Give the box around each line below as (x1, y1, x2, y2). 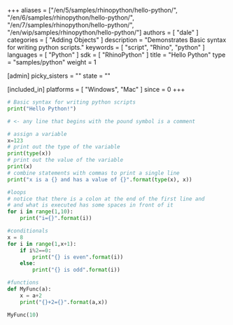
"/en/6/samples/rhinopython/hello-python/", (7, 13, 135, 22)
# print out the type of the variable (7, 144, 120, 151)
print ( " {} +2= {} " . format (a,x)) (20, 298, 108, 305)
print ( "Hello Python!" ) (7, 105, 77, 112)
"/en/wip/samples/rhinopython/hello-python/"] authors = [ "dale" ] (7, 28, 199, 36)
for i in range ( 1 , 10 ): (7, 208, 73, 216)
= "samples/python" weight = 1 (7, 58, 97, 66)
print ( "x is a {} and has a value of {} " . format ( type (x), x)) (7, 176, 192, 183)
